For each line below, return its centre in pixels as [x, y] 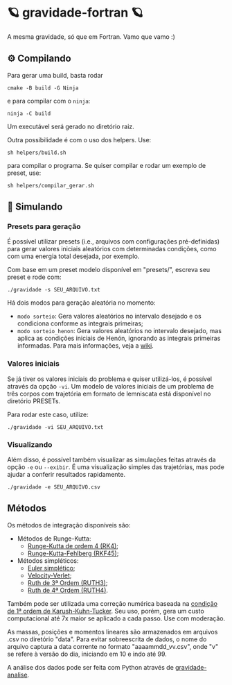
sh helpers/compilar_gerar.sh [51, 185]
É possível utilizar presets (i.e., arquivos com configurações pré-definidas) [114, 242]
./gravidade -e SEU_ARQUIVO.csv [54, 487]
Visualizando [30, 444]
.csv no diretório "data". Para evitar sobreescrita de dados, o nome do [107, 639]
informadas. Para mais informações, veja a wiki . [85, 346]
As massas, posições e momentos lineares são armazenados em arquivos [113, 632]
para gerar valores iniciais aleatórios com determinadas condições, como [112, 249]
